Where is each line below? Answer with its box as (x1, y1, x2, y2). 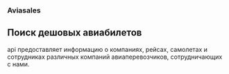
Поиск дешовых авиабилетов (7, 27, 142, 39)
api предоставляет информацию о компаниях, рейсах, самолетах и (7, 45, 208, 53)
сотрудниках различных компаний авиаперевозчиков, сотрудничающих (7, 53, 223, 61)
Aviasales (7, 6, 41, 15)
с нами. (7, 59, 30, 68)
